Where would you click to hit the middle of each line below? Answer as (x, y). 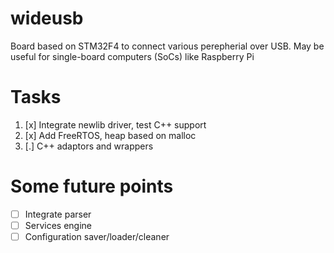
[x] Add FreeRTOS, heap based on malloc (110, 135)
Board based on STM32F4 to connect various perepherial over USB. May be (167, 46)
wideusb (47, 18)
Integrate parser (58, 214)
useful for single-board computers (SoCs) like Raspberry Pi (132, 56)
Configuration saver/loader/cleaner (97, 236)
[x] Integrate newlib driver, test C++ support (115, 124)
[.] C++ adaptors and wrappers (89, 146)
